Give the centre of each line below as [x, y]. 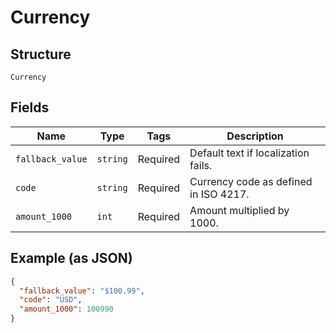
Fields [30, 107]
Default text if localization [249, 153]
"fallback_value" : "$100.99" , [82, 291]
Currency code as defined [251, 181]
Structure [41, 54]
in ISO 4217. [219, 194]
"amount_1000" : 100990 [66, 309]
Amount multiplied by [239, 210]
